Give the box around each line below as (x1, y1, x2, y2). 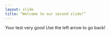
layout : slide (5, 7, 34, 12)
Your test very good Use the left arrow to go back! (5, 24, 106, 30)
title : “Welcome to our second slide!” (5, 12, 86, 16)
